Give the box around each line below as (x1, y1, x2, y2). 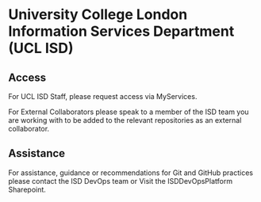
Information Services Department (8, 22, 235, 40)
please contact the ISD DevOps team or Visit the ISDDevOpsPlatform (8, 176, 232, 185)
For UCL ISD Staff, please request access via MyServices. (8, 92, 198, 101)
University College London (8, 6, 188, 24)
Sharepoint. (8, 185, 46, 194)
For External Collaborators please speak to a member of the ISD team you (8, 107, 249, 116)
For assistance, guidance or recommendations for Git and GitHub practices (8, 168, 254, 177)
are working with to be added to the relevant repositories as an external (8, 116, 242, 124)
